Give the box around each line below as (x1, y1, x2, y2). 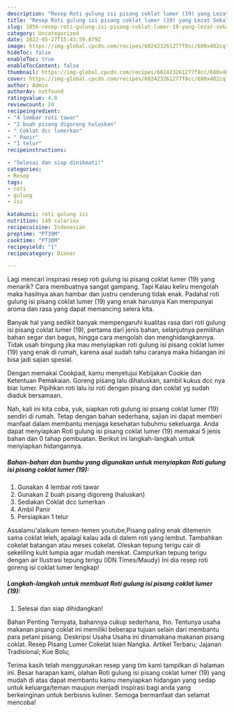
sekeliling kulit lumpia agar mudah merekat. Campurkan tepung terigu (7, 548, 207, 557)
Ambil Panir (17, 505, 51, 514)
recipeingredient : (7, 108, 61, 115)
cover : (7, 75, 26, 82)
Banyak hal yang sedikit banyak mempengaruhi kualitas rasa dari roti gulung (7, 319, 226, 327)
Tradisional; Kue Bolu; (7, 648, 70, 656)
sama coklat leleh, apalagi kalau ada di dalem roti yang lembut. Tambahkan (7, 534, 223, 542)
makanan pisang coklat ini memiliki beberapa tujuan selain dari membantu (7, 625, 219, 634)
